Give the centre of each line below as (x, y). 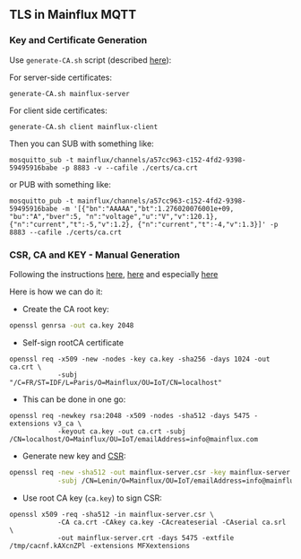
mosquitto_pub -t (42, 201)
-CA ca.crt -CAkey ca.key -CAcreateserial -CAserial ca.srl (172, 522)
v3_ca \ (68, 424)
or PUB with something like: (60, 184)
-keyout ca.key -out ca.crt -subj (121, 431)
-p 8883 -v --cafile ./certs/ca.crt (130, 168)
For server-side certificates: (60, 77)
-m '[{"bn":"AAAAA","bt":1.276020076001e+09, (148, 209)
